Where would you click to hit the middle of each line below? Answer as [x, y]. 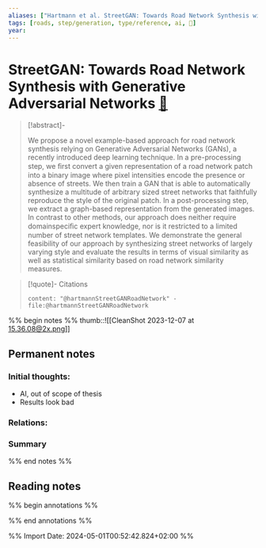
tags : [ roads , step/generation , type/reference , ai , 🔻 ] [102, 23]
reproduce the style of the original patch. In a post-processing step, [138, 201]
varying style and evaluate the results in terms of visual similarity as [138, 252]
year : [17, 30]
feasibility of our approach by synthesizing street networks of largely [140, 243]
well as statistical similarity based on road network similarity [125, 261]
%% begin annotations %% [53, 505]
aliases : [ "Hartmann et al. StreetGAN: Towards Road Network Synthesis [129, 15]
